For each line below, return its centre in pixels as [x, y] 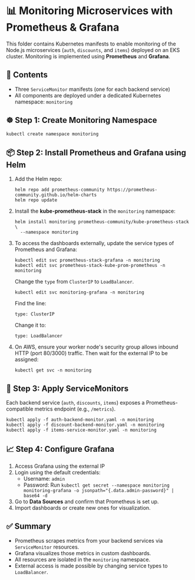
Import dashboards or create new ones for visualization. [83, 508]
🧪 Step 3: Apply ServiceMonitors [67, 388]
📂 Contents [27, 75]
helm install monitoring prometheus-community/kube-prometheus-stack [102, 222]
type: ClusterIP [34, 314]
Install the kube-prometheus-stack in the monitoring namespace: [95, 211]
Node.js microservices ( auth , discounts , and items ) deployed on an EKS [93, 50]
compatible [20, 409]
